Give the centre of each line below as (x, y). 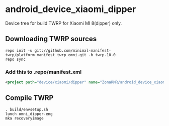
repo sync (16, 59)
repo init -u (19, 50)
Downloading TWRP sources (51, 39)
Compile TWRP (29, 98)
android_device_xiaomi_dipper (71, 9)
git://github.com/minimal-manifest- (73, 50)
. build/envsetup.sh (27, 109)
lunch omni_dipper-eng (29, 114)
